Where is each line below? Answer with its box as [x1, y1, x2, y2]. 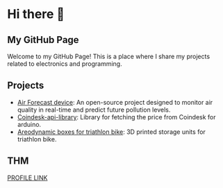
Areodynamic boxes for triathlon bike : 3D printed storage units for [17, 128, 206, 136]
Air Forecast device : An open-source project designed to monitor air [17, 98, 213, 106]
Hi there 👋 [7, 6, 65, 22]
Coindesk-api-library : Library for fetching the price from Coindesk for [17, 112, 217, 121]
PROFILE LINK [7, 173, 48, 182]
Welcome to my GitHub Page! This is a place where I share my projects [7, 52, 210, 60]
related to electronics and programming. [7, 60, 123, 68]
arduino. [17, 120, 42, 128]
